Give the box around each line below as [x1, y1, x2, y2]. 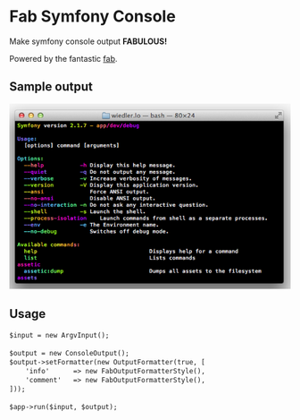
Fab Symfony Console [9, 6, 176, 27]
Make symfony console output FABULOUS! [9, 36, 168, 47]
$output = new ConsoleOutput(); [9, 349, 129, 358]
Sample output [9, 79, 94, 95]
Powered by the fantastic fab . [9, 53, 118, 64]
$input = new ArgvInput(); [9, 331, 110, 340]
